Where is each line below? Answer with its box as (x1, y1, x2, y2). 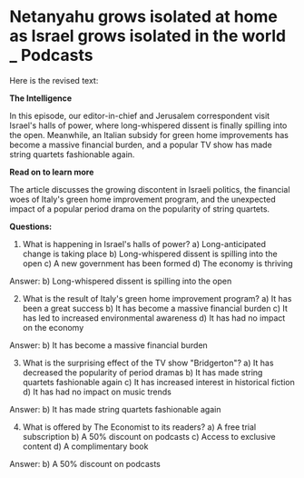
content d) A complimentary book (22, 441, 149, 452)
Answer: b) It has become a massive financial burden (9, 339, 209, 351)
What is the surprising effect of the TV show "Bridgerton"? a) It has (22, 357, 274, 368)
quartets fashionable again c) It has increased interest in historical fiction (22, 376, 295, 387)
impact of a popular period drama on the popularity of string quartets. (9, 203, 270, 214)
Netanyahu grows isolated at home (9, 6, 279, 27)
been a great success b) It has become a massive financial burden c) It (22, 303, 289, 314)
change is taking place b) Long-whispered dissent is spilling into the (22, 248, 279, 259)
